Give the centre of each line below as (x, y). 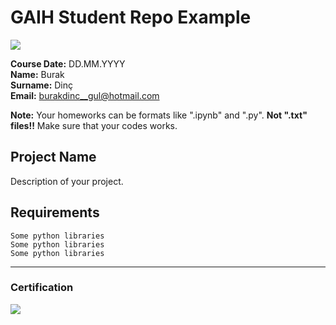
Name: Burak (37, 74)
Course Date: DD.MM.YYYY (68, 63)
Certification (42, 288)
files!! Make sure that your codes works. (94, 125)
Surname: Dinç (42, 85)
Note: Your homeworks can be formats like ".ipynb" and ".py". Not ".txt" (159, 115)
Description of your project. (67, 181)
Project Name (53, 157)
